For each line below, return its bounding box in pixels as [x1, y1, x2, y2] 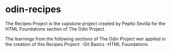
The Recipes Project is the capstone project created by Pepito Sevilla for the [5, 20, 166, 27]
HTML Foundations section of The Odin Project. [5, 25, 106, 32]
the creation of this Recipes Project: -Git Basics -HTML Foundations [5, 41, 148, 47]
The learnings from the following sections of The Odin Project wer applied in [5, 36, 166, 42]
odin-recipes [5, 4, 61, 15]
